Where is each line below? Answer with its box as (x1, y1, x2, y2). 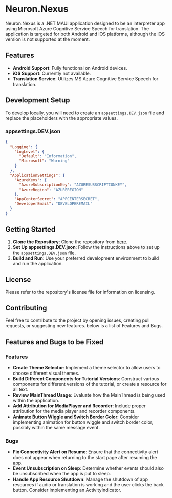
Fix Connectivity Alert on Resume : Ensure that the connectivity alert (12, 449, 159, 455)
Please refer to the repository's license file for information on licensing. (5, 289, 155, 295)
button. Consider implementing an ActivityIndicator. (12, 487, 122, 493)
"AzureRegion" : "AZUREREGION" (18, 187, 83, 192)
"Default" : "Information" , (18, 154, 77, 159)
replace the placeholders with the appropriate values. (5, 115, 118, 121)
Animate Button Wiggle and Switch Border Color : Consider (12, 413, 139, 420)
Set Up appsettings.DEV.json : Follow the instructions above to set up (12, 244, 160, 250)
